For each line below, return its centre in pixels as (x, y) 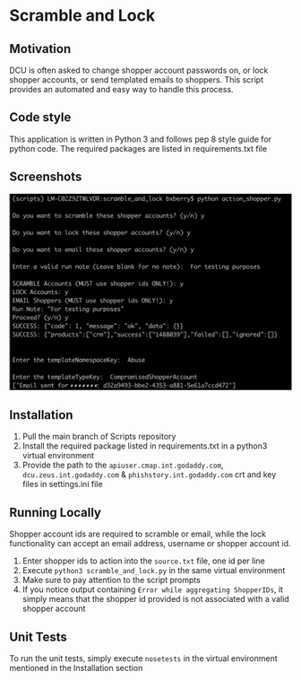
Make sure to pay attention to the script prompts (112, 580)
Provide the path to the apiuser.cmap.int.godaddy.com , (123, 465)
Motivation (40, 49)
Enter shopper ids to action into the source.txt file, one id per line (144, 561)
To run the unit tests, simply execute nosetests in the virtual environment (143, 658)
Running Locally (55, 512)
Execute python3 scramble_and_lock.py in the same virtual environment (154, 571)
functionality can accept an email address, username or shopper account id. (150, 544)
